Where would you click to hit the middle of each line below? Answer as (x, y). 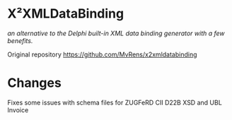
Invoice (18, 110)
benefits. (20, 40)
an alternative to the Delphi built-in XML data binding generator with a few (116, 33)
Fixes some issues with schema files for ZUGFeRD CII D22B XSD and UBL (115, 102)
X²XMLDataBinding (66, 14)
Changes (34, 83)
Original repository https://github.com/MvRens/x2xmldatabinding (102, 54)
